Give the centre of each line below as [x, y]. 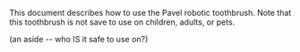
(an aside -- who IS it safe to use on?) [79, 39]
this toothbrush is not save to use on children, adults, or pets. [122, 22]
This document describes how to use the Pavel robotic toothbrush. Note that [150, 13]
